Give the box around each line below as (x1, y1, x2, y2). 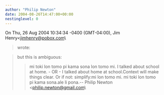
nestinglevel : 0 (5, 16, 38, 21)
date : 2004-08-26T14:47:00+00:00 (5, 12, 74, 17)
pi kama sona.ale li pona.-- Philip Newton (29, 79, 113, 85)
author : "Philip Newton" (5, 7, 56, 12)
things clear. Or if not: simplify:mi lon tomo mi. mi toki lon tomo (29, 74, 156, 80)
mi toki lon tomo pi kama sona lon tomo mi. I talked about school (29, 63, 160, 69)
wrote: (17, 45, 30, 51)
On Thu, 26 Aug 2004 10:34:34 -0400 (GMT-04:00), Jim (5, 30, 120, 36)
